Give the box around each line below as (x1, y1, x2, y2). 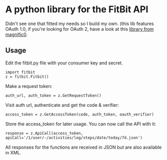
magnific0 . (5, 31, 28, 37)
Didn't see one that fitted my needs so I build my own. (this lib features (5, 20, 154, 27)
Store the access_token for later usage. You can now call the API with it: (5, 121, 157, 127)
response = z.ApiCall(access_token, (5, 130, 83, 136)
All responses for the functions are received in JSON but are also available (5, 144, 162, 150)
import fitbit (5, 70, 36, 75)
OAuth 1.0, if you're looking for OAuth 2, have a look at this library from (5, 26, 154, 32)
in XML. (5, 149, 21, 155)
